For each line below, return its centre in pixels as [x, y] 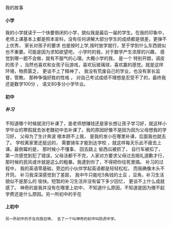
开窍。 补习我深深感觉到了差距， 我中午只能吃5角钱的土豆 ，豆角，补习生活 [85, 175]
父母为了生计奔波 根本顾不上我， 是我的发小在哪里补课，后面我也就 [91, 136]
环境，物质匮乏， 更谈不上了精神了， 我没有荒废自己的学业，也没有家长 [81, 71]
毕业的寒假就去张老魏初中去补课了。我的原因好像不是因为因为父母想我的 [86, 129]
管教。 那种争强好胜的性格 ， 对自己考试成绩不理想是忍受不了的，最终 [88, 78]
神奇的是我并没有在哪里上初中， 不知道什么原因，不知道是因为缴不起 [92, 187]
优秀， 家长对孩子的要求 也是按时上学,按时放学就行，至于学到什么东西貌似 [88, 46]
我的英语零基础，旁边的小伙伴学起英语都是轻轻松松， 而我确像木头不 [92, 168]
